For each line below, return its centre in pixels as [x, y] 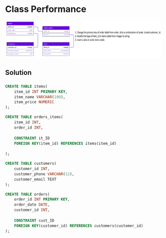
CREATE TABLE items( [27, 86]
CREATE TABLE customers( [31, 164]
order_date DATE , [32, 205]
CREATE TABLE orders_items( [34, 117]
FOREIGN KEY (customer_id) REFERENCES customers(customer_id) [79, 226]
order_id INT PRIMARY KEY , [42, 200]
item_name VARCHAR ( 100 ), [40, 97]
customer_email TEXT [35, 179]
